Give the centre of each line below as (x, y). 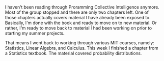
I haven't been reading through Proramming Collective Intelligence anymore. (82, 7)
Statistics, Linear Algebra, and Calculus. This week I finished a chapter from (82, 48)
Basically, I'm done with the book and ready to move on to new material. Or (81, 23)
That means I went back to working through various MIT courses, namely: (80, 43)
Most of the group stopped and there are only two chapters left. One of (77, 12)
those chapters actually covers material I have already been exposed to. (78, 17)
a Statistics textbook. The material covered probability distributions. (74, 53)
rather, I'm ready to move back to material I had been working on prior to (79, 28)
